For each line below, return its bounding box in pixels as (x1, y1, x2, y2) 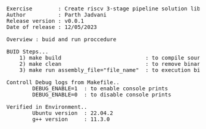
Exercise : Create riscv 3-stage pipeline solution (6, 6, 188, 12)
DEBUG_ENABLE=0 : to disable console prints (32, 92, 172, 98)
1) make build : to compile (19, 55, 185, 61)
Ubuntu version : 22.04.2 (32, 110, 113, 116)
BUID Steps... (6, 49, 49, 55)
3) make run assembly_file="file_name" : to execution (19, 67, 191, 73)
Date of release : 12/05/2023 (6, 24, 97, 30)
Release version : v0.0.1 (6, 18, 85, 24)
